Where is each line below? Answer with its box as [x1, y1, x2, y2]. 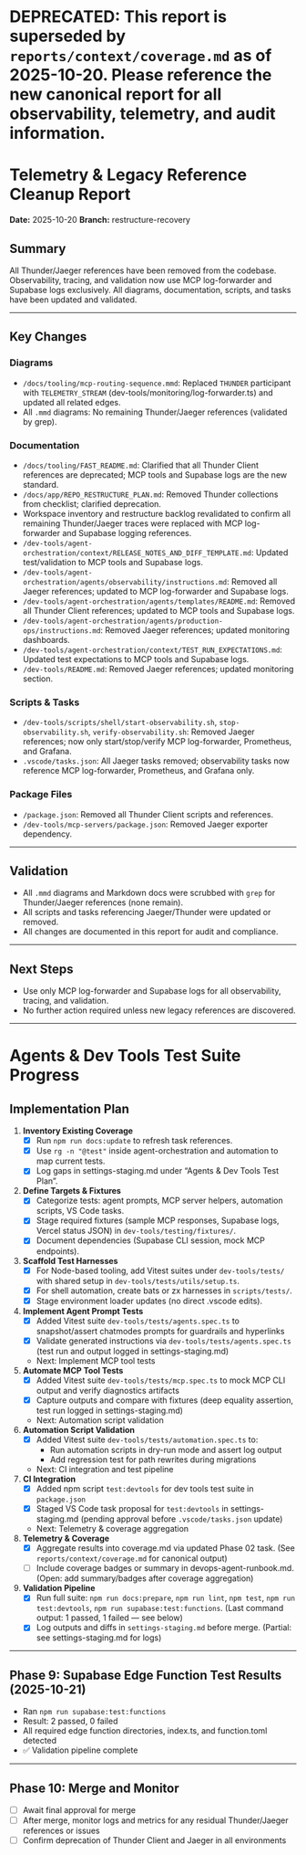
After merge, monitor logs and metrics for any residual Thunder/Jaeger [22, 1815, 289, 1826]
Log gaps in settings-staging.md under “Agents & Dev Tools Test [36, 1165, 280, 1176]
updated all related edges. [22, 396, 121, 407]
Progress [9, 1065, 80, 1086]
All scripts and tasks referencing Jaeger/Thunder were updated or [22, 907, 271, 918]
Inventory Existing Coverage [22, 1125, 134, 1136]
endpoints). [36, 1245, 80, 1257]
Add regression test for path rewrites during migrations [49, 1454, 257, 1465]
